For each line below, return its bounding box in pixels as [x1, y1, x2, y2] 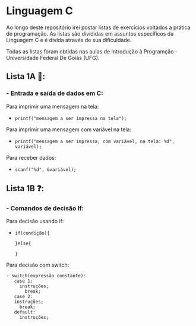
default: [14, 309, 36, 315]
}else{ [14, 240, 31, 247]
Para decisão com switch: [6, 261, 69, 268]
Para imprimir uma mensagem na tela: [6, 103, 99, 110]
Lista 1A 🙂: [6, 71, 46, 81]
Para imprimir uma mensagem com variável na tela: [6, 126, 132, 133]
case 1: [14, 278, 33, 284]
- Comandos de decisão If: [6, 204, 84, 212]
